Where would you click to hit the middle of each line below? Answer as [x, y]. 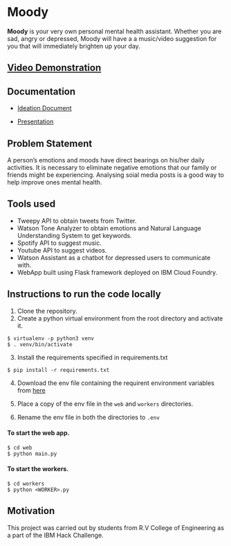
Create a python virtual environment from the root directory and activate [120, 318]
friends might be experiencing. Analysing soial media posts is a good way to [116, 175]
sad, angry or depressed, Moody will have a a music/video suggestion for [112, 38]
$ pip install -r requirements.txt [58, 370]
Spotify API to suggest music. [59, 243]
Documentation [41, 91]
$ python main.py [32, 454]
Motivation [31, 511]
